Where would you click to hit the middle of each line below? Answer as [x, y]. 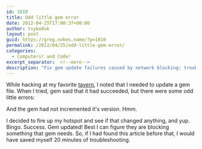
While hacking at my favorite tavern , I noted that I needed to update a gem [98, 85]
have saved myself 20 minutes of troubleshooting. [68, 140]
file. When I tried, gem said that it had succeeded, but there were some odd [100, 91]
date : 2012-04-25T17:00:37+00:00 [48, 23]
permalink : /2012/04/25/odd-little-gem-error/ [66, 46]
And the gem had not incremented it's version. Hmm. [72, 109]
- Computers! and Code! [41, 56]
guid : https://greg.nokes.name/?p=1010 [56, 40]
